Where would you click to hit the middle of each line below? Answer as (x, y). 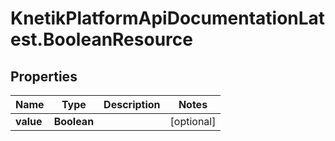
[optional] (193, 121)
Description (132, 104)
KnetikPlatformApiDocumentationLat (168, 18)
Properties (44, 76)
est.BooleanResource (101, 39)
